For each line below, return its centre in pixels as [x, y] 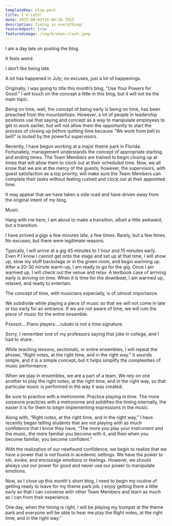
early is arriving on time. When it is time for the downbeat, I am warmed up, [85, 278]
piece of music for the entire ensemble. [47, 314]
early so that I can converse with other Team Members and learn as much [83, 492]
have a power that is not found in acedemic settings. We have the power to [84, 454]
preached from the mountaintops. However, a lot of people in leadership [81, 114]
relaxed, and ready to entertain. [38, 283]
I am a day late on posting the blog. [42, 48]
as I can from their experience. [38, 497]
